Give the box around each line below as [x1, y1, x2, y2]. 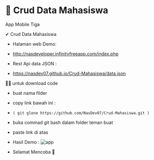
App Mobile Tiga [5, 21, 40, 27]
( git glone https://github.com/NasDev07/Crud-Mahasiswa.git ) [12, 110, 150, 115]
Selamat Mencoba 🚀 [12, 149, 55, 155]
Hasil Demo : [12, 139, 40, 145]
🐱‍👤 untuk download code [5, 80, 58, 86]
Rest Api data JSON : [12, 60, 57, 66]
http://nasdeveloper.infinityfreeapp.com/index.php [12, 51, 119, 57]
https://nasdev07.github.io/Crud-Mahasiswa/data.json [12, 70, 126, 76]
